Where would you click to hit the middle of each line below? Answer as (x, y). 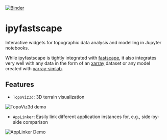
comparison (35, 122)
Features (20, 85)
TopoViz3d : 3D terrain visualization (49, 97)
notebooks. (17, 48)
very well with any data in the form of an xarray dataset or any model (78, 63)
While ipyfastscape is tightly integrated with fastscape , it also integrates (81, 58)
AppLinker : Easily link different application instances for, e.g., (76, 117)
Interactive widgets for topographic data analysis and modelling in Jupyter (83, 42)
